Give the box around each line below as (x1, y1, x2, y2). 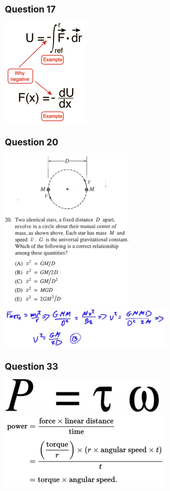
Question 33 (5, 361, 58, 373)
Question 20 (5, 137, 59, 148)
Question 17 (5, 4, 56, 15)
